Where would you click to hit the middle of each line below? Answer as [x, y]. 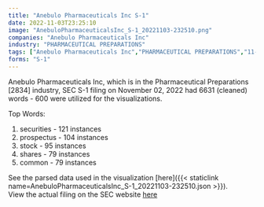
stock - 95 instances [53, 146]
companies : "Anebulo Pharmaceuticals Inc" [79, 37]
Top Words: [27, 113]
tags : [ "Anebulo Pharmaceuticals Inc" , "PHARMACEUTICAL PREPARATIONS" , [126, 52]
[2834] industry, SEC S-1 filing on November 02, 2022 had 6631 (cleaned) [128, 90]
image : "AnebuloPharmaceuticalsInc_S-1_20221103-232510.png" [110, 30]
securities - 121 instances [60, 129]
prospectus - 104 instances [64, 137]
